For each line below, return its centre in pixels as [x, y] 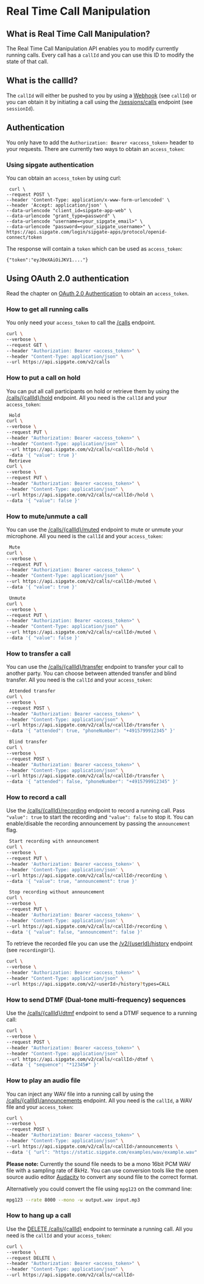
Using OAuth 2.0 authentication [68, 279]
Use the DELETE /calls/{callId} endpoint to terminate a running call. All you [100, 1229]
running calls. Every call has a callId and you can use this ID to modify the [100, 55]
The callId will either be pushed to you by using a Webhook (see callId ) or [101, 95]
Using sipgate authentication [50, 164]
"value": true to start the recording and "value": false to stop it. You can [100, 817]
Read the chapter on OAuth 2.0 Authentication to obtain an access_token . [98, 293]
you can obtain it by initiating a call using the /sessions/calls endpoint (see [100, 101]
